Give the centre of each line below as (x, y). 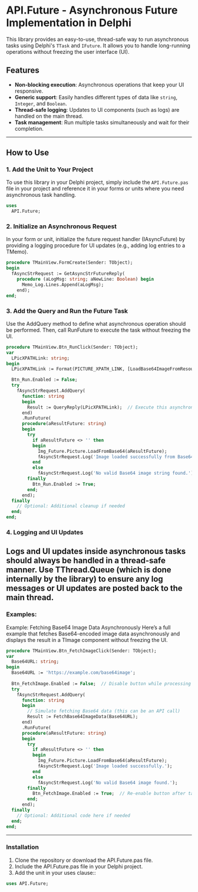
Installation (23, 847)
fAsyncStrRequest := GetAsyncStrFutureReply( (68, 274)
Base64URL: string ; (35, 662)
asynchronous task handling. (41, 195)
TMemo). (17, 252)
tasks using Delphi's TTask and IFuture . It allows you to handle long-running (98, 46)
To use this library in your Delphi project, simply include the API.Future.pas (97, 182)
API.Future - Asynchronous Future (92, 10)
